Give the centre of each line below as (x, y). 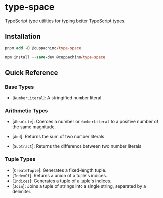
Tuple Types (20, 159)
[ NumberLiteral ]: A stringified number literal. (57, 98)
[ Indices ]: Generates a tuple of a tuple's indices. (62, 181)
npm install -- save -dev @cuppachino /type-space (55, 57)
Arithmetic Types (27, 111)
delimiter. (22, 191)
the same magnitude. (34, 127)
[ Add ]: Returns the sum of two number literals (58, 137)
